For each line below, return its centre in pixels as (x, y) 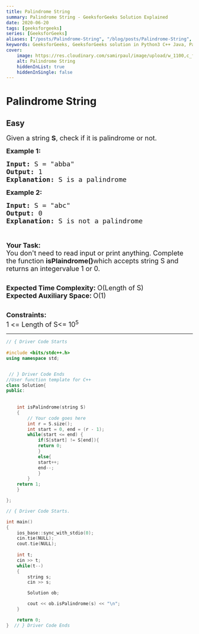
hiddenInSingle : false (45, 72)
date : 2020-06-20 (28, 22)
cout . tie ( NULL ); (37, 544)
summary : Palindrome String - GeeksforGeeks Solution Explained (87, 17)
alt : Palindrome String (46, 61)
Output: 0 (24, 213)
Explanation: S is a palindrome (67, 180)
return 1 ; (29, 484)
